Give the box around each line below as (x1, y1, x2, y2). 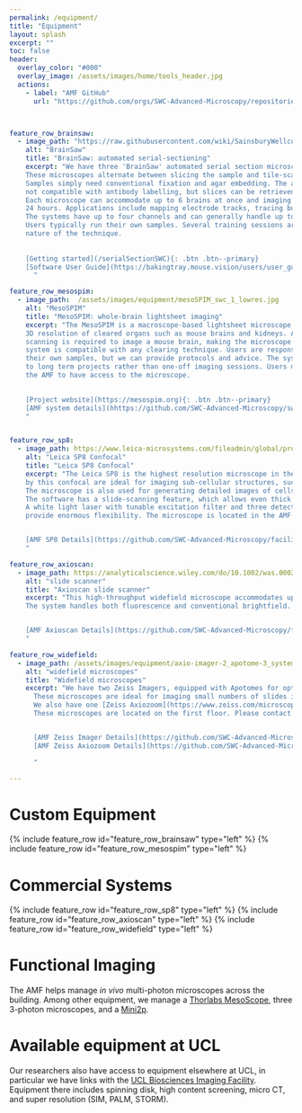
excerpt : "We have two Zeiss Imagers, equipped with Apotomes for (25, 684, 280, 693)
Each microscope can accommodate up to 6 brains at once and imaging (25, 195, 292, 205)
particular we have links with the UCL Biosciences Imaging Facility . (9, 1075, 257, 1086)
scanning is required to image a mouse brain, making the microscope (25, 337, 292, 346)
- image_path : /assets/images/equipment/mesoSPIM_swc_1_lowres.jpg (17, 296, 280, 305)
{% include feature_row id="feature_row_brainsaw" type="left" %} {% (9, 833, 270, 845)
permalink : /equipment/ (9, 13, 99, 22)
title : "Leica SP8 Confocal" (25, 461, 135, 470)
